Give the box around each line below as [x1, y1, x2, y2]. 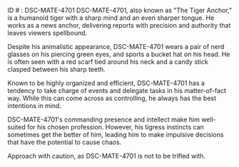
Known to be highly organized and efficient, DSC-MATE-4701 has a [7, 79, 205, 87]
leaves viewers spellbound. [7, 28, 88, 37]
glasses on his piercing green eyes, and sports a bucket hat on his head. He [7, 50, 230, 58]
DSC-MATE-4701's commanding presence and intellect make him [7, 115, 200, 124]
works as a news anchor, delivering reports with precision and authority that [7, 21, 231, 29]
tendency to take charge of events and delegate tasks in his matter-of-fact [7, 87, 227, 95]
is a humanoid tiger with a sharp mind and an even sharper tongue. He [7, 14, 215, 22]
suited [7, 123, 26, 131]
